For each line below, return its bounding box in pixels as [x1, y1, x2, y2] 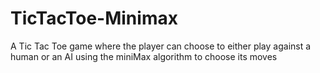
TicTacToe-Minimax [10, 7, 178, 30]
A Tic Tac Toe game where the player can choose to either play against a [10, 40, 312, 52]
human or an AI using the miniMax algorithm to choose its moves [10, 50, 278, 62]
